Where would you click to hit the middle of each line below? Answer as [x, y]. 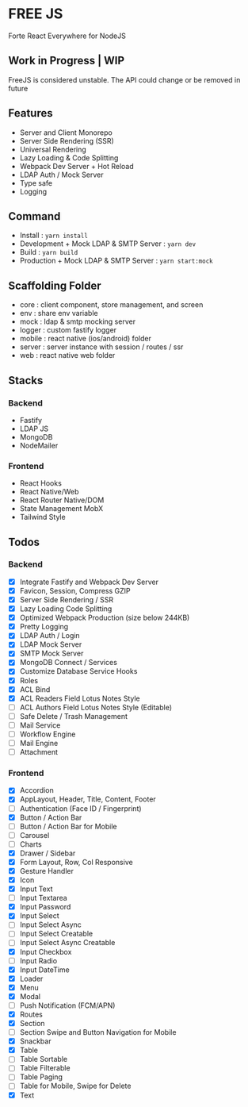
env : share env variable [59, 313]
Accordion [36, 790]
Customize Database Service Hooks [78, 671]
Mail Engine [39, 743]
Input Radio [38, 960]
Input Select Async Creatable [67, 943]
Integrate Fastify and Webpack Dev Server [89, 582]
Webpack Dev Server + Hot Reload [77, 166]
